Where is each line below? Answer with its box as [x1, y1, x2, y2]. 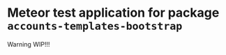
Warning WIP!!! [7, 40, 50, 48]
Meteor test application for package [7, 5, 220, 21]
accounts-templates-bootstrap [7, 19, 183, 33]
